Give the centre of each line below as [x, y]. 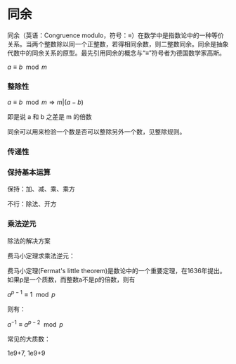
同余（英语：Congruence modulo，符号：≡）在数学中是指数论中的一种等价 [116, 35]
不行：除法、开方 [32, 204]
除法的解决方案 [29, 241]
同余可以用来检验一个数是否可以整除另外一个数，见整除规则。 [97, 132]
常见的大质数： [29, 339]
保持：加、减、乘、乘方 [41, 189]
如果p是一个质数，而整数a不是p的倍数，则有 [71, 280]
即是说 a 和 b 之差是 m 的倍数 [50, 117]
